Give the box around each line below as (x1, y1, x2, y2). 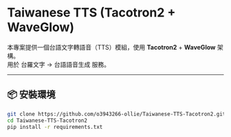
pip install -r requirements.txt (7, 123, 103, 130)
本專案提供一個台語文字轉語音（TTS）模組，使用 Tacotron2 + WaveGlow (7, 43, 216, 51)
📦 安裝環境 (7, 89, 56, 101)
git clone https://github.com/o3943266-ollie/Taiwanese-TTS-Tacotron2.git (7, 110, 226, 118)
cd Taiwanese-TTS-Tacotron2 (7, 117, 88, 124)
